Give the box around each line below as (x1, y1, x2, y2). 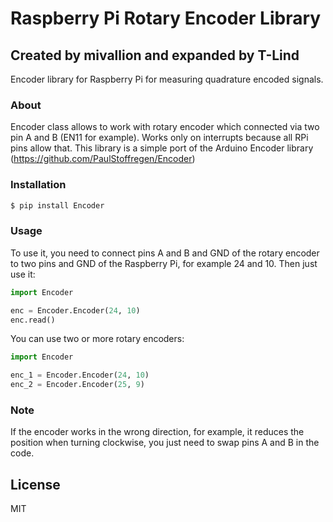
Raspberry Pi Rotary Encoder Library (10, 7, 322, 30)
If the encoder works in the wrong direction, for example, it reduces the (10, 426, 305, 438)
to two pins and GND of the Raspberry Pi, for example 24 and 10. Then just (10, 257, 318, 269)
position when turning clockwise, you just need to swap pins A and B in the (10, 437, 320, 449)
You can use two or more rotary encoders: (10, 333, 185, 345)
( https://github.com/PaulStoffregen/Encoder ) (10, 153, 196, 165)
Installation (10, 178, 67, 192)
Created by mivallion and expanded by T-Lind (10, 47, 300, 64)
